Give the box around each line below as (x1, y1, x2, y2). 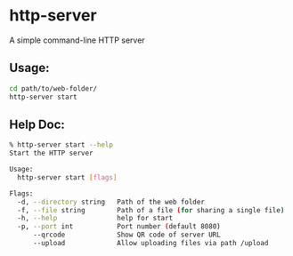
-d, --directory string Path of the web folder (17, 197, 205, 206)
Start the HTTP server (9, 148, 94, 158)
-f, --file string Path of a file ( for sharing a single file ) (17, 205, 285, 214)
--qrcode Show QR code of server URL (32, 230, 221, 240)
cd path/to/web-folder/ (9, 84, 98, 93)
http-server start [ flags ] (17, 172, 118, 182)
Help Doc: (9, 116, 65, 132)
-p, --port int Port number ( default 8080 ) (17, 222, 221, 231)
